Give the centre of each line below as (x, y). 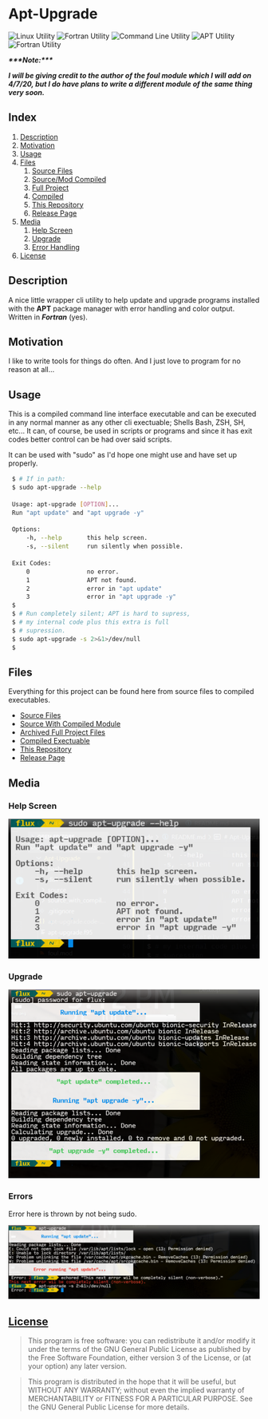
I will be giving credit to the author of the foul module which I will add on (130, 75)
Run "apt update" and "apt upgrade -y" (78, 513)
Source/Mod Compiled (69, 179)
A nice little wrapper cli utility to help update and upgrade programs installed (134, 299)
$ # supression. (39, 630)
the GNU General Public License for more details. (108, 1407)
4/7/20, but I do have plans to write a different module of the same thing (130, 84)
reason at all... (32, 370)
